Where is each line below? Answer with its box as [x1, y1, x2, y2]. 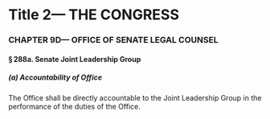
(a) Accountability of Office [8, 72, 103, 82]
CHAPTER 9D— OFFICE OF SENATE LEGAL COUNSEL [8, 35, 219, 46]
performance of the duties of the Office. [8, 101, 141, 111]
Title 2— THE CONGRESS [8, 6, 179, 24]
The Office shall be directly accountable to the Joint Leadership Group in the [8, 92, 262, 102]
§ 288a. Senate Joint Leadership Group [8, 54, 141, 64]
